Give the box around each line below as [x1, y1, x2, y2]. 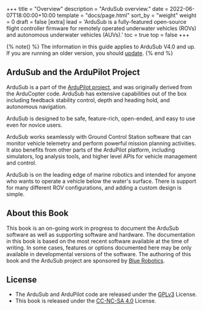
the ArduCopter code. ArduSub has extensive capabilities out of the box [6, 90, 187, 97]
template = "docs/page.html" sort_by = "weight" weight [57, 12, 197, 19]
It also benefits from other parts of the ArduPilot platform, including [6, 146, 175, 153]
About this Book [6, 208, 69, 219]
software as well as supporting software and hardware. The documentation [6, 231, 195, 238]
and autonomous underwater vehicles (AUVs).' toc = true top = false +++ [6, 31, 190, 39]
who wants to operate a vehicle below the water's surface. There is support [6, 177, 196, 185]
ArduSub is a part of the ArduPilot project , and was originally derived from [6, 83, 193, 90]
